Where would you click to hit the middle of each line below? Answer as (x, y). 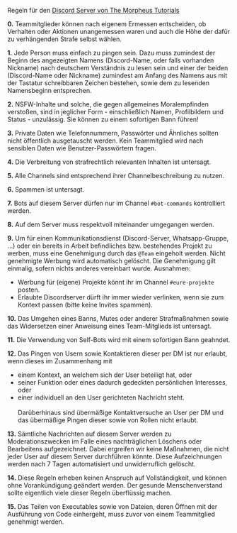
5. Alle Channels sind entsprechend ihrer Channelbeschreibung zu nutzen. (116, 176)
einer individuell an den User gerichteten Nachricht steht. (101, 397)
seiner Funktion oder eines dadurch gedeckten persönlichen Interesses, (122, 382)
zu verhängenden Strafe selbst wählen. (65, 39)
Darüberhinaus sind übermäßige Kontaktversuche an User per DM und (121, 412)
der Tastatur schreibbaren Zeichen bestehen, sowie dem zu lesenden (109, 83)
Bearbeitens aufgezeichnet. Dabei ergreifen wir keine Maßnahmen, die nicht (118, 449)
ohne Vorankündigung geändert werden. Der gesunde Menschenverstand (115, 485)
